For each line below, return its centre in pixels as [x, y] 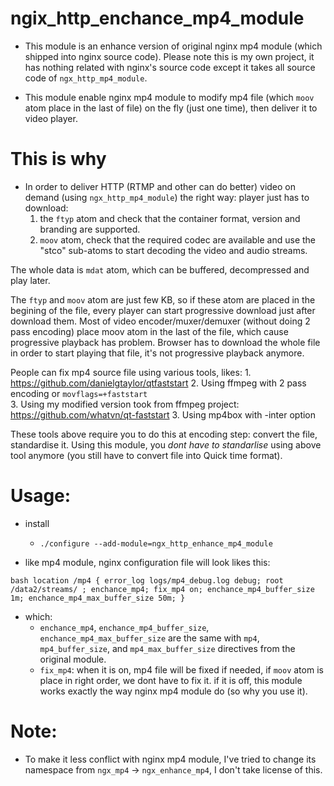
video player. [51, 118]
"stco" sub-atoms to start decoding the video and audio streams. [173, 250]
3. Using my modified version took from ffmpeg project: [125, 404]
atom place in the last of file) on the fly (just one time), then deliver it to [171, 108]
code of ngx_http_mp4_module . [86, 78]
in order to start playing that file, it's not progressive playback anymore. [157, 353]
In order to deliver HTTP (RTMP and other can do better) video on [160, 186]
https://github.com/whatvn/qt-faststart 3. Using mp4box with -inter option [163, 414]
